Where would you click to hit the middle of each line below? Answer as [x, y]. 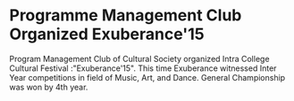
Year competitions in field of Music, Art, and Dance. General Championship [147, 77]
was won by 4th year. [49, 87]
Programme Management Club [126, 16]
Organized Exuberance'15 [107, 34]
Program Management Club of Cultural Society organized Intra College [139, 58]
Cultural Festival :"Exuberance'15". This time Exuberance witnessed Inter [143, 68]
